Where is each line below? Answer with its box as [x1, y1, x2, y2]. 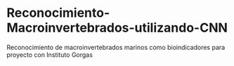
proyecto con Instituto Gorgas [6, 51, 93, 59]
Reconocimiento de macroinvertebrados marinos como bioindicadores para [6, 43, 226, 51]
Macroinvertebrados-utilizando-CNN [6, 20, 228, 36]
